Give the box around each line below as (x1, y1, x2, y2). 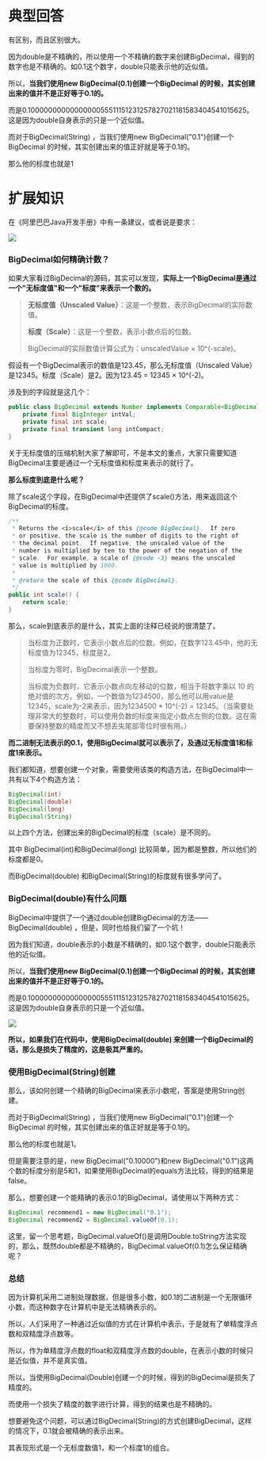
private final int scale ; (22, 418, 108, 426)
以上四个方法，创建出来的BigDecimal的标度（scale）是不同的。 (8, 827, 215, 837)
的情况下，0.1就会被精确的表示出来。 (8, 1426, 128, 1435)
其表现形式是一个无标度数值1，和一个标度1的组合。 (8, 1443, 174, 1453)
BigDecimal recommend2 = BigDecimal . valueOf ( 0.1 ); (8, 1216, 179, 1224)
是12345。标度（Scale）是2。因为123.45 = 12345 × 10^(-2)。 (8, 370, 208, 380)
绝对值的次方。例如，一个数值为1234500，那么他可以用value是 (27, 691, 234, 701)
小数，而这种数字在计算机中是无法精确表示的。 (8, 1302, 161, 1312)
